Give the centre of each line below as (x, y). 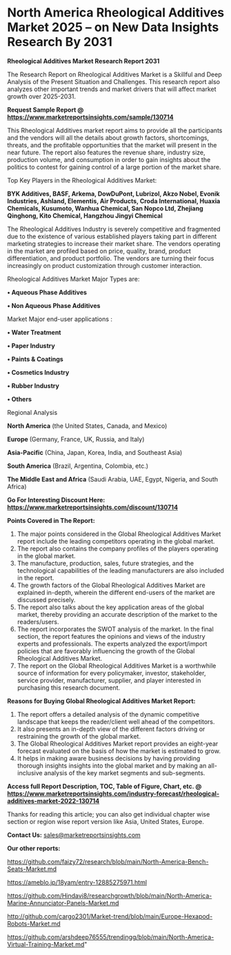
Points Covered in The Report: (51, 520)
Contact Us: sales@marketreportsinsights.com (74, 834)
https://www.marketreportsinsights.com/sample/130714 (90, 117)
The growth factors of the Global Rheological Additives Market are (111, 585)
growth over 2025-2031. (42, 96)
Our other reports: (34, 848)
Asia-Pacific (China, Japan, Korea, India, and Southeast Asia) (95, 452)
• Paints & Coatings (35, 359)
